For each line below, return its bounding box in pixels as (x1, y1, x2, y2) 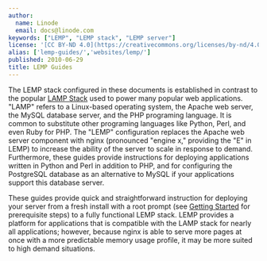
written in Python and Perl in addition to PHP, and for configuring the (8, 160, 233, 171)
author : (8, 11, 34, 20)
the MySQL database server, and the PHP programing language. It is (8, 110, 232, 120)
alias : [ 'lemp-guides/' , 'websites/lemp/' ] (8, 48, 151, 56)
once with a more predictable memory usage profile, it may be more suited (8, 235, 253, 244)
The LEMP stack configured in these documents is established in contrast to (8, 85, 258, 94)
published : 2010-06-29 (8, 56, 83, 64)
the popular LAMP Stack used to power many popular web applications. (8, 93, 243, 103)
